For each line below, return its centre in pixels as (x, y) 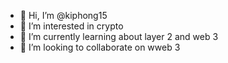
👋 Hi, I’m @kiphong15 (63, 15)
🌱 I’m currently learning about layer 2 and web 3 (119, 36)
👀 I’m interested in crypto (71, 26)
